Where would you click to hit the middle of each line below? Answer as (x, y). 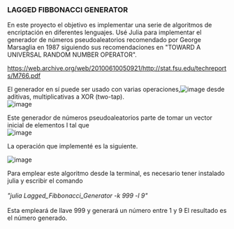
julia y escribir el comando (45, 181)
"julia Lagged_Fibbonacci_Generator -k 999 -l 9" (78, 196)
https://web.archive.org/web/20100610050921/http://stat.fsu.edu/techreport (117, 69)
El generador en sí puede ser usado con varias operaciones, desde (116, 90)
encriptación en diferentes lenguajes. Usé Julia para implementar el (104, 32)
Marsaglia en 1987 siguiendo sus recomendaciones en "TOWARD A (104, 48)
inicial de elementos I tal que (48, 125)
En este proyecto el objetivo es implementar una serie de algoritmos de (110, 25)
